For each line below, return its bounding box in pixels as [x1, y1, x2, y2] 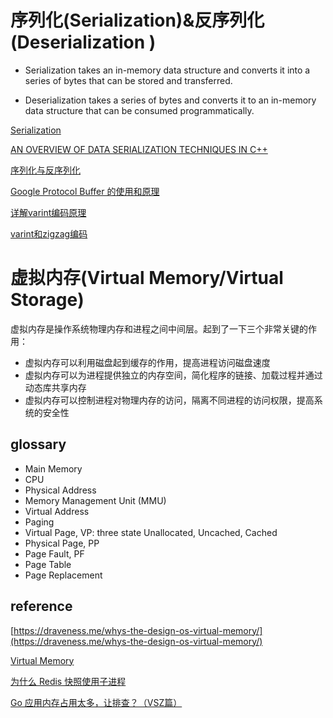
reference [10, 598, 73, 615]
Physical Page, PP [24, 537, 100, 549]
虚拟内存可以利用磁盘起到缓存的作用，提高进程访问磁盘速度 [24, 356, 271, 368]
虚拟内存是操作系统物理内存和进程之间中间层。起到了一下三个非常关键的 [10, 322, 308, 335]
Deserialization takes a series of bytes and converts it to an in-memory [24, 94, 317, 106]
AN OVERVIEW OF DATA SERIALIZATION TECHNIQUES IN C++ [10, 143, 268, 155]
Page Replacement [24, 569, 103, 581]
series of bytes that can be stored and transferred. [24, 74, 233, 86]
